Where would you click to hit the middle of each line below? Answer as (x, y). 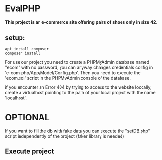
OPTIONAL (27, 117)
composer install (23, 53)
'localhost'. (16, 98)
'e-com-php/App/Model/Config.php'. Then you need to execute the (73, 72)
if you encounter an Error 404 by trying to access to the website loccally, (79, 87)
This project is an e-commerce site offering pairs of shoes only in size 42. (81, 22)
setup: (15, 38)
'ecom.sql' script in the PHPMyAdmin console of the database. (68, 78)
